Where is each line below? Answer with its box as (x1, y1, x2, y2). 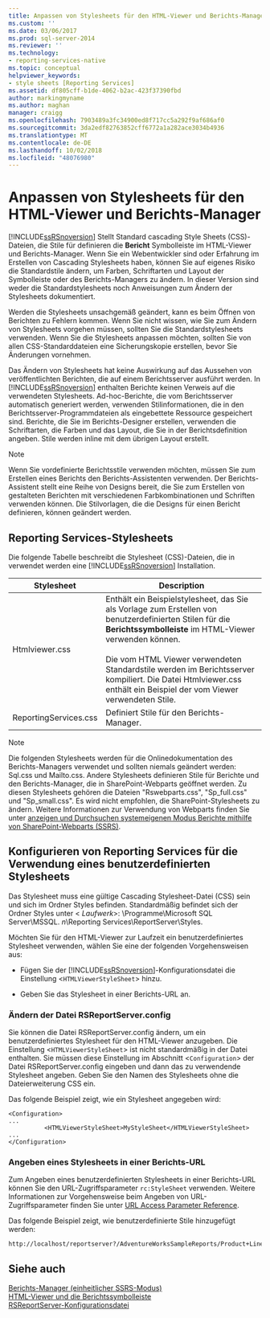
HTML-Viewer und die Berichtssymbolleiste (8, 1291, 152, 1302)
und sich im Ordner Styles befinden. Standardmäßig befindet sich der (8, 899, 239, 909)
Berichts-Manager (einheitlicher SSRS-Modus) (8, 1283, 162, 1293)
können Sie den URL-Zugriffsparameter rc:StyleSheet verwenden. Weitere (8, 1183, 256, 1193)
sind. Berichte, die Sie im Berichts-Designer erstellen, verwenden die (8, 417, 237, 427)
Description (158, 580, 205, 591)
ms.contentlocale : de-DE (8, 138, 92, 147)
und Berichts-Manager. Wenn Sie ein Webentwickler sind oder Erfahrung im (8, 249, 260, 259)
